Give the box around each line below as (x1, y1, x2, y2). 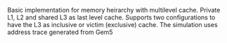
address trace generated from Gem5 (7, 28, 114, 36)
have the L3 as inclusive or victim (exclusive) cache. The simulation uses (7, 21, 218, 28)
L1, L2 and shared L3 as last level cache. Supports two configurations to (7, 13, 216, 21)
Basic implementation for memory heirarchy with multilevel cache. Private (7, 6, 221, 14)
